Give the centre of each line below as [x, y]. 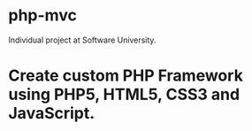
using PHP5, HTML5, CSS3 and [124, 95]
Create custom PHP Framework [126, 76]
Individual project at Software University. [82, 40]
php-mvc [42, 15]
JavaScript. [52, 114]
